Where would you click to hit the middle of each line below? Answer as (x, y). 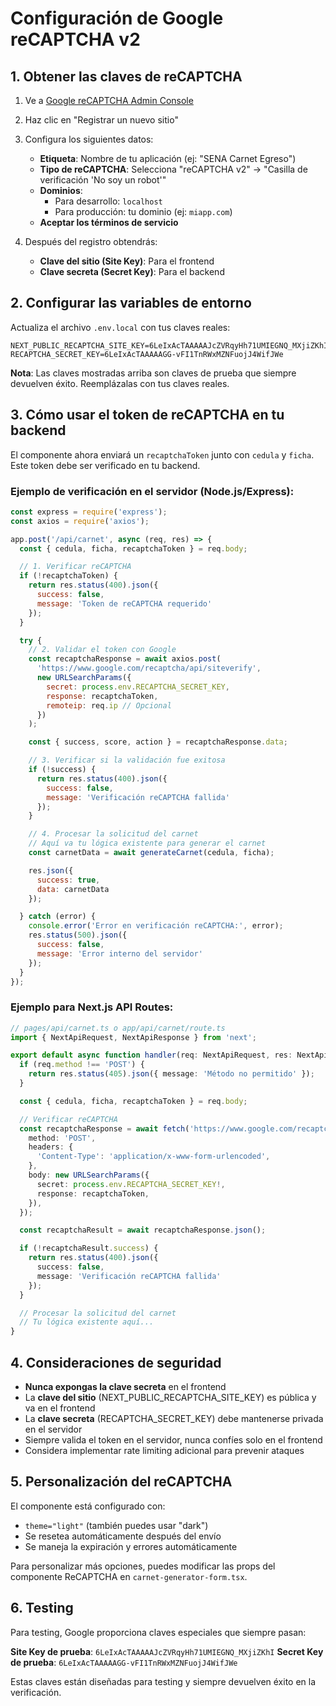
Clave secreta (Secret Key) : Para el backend (132, 271)
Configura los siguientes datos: (89, 139)
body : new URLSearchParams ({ (89, 1175)
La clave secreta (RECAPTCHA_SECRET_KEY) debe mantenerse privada (174, 1419)
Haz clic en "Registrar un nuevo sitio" (101, 120)
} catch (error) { (58, 917)
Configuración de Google (117, 18)
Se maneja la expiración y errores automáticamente (131, 1546)
